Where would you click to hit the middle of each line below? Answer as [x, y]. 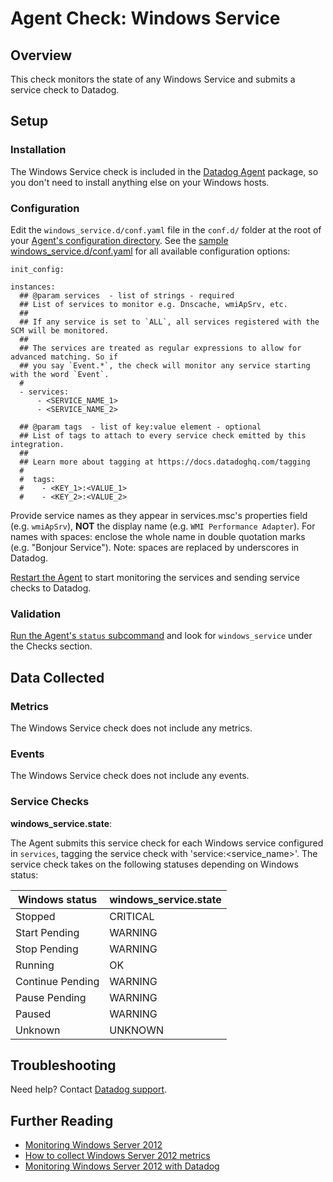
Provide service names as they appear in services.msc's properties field [159, 515]
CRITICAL [132, 916]
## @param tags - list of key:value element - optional [140, 427]
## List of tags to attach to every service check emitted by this [163, 435]
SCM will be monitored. [60, 330]
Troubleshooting [63, 1065]
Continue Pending [57, 981]
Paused [33, 1014]
